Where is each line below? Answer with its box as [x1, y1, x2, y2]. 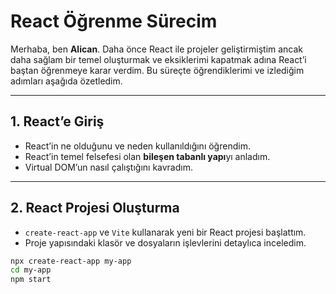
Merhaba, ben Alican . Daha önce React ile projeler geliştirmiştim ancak [10, 43, 304, 55]
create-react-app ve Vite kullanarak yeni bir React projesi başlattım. [24, 226, 307, 238]
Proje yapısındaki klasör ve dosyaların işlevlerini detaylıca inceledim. [24, 236, 307, 249]
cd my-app [10, 265, 52, 275]
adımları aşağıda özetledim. [10, 75, 123, 87]
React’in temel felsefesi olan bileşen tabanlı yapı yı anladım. [24, 150, 271, 162]
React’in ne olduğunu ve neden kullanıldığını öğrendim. [24, 140, 251, 152]
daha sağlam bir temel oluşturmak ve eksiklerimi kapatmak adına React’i [10, 53, 307, 65]
